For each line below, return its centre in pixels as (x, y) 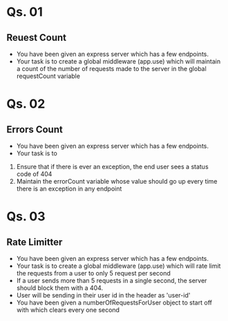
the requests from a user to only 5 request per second (93, 273)
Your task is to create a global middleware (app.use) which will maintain (118, 61)
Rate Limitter (35, 242)
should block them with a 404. (60, 288)
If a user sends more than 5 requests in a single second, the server (112, 281)
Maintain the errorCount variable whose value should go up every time (117, 181)
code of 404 (34, 174)
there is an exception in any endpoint (69, 188)
